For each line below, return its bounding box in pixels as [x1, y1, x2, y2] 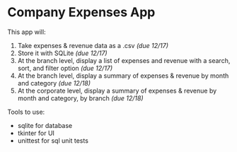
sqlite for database [17, 121, 73, 129]
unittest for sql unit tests [17, 136, 88, 145]
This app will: [7, 28, 46, 36]
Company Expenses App [7, 4, 156, 21]
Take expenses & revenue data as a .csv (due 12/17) [17, 41, 168, 49]
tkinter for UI [17, 129, 55, 137]
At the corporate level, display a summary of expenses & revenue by [17, 86, 217, 95]
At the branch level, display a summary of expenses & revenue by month [17, 71, 229, 80]
